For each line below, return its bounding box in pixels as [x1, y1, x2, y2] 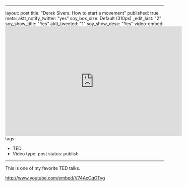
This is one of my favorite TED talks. [5, 165, 81, 171]
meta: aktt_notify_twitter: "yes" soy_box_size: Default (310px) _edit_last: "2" [5, 16, 162, 21]
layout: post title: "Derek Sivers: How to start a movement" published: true [5, 10, 159, 16]
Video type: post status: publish [12, 151, 79, 156]
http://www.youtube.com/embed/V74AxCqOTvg [5, 175, 105, 181]
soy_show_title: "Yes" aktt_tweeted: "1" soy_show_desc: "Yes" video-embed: [5, 21, 164, 27]
